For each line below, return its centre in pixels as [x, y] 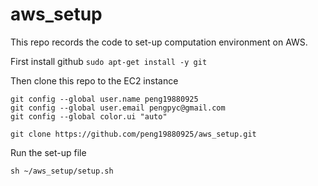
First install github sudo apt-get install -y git [109, 61]
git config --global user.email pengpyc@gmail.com [118, 108]
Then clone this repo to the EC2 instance [94, 80]
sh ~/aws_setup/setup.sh [62, 171]
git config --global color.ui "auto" [89, 116]
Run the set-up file [48, 152]
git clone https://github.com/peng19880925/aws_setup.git [133, 134]
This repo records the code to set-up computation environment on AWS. [159, 42]
